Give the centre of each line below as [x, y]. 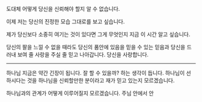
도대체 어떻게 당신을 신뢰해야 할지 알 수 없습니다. [63, 9]
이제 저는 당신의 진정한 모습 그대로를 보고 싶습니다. [66, 22]
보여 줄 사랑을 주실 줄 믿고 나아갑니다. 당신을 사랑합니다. [83, 55]
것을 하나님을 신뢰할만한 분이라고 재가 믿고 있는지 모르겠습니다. [101, 80]
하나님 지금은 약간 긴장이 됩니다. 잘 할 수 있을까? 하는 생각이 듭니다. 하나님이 [96, 73]
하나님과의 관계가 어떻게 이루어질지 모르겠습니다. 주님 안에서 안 [80, 93]
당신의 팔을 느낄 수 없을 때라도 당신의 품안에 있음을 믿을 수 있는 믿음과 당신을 [96, 47]
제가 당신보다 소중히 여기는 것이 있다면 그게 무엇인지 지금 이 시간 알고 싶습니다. [98, 34]
